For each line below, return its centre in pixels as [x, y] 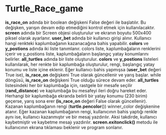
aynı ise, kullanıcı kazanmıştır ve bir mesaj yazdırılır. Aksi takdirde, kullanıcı [81, 117]
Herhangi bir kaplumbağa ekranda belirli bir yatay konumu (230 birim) [76, 96]
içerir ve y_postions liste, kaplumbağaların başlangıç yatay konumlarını [77, 54]
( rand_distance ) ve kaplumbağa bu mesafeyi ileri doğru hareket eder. [76, 90]
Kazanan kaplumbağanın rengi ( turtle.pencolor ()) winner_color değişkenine [83, 106]
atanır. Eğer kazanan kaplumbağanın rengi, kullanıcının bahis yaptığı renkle [81, 111]
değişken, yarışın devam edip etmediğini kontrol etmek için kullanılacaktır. [80, 27]
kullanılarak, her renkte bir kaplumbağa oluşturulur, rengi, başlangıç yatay [80, 64]
